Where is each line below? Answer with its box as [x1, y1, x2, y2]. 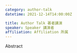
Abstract [5, 43, 23, 49]
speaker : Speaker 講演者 [5, 25, 55, 30]
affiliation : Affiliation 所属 [5, 30, 69, 35]
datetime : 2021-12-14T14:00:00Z [5, 12, 72, 17]
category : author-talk [5, 7, 52, 12]
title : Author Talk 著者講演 [5, 21, 63, 26]
